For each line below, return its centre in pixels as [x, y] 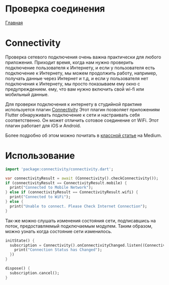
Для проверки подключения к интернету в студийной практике [74, 104]
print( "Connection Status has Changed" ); [58, 250]
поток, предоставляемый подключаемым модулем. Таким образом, [79, 226]
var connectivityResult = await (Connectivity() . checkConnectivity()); [82, 178]
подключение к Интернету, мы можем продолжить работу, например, [81, 73]
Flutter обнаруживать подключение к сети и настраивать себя [72, 115]
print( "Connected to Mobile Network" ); [52, 188]
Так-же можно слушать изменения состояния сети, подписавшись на [80, 221]
